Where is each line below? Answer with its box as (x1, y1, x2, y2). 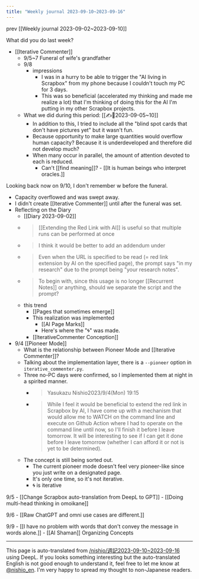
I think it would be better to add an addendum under (38, 242, 166, 249)
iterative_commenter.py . (23, 365, 84, 372)
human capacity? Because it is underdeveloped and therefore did (32, 139, 192, 146)
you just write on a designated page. (32, 469, 122, 476)
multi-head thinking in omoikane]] (6, 499, 89, 507)
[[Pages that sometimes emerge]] (32, 308, 115, 315)
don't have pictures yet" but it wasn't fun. (32, 126, 134, 134)
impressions (32, 67, 63, 74)
